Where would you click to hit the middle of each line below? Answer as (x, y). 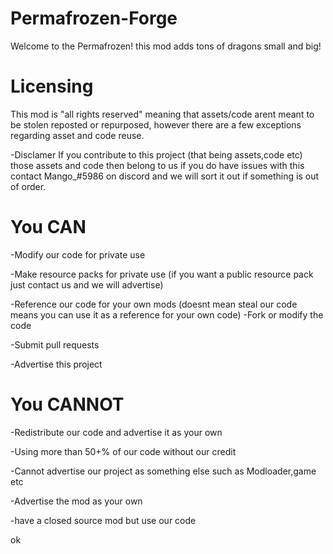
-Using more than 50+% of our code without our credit (123, 451)
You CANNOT (67, 404)
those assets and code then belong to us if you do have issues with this (157, 165)
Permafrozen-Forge (94, 18)
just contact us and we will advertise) (87, 284)
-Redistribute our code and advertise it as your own (116, 432)
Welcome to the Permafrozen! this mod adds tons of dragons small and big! (166, 46)
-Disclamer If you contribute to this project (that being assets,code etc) (156, 154)
